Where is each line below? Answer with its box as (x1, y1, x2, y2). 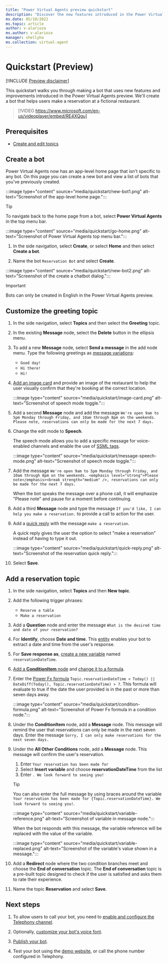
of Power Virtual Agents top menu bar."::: (42, 233, 127, 239)
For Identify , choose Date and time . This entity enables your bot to (12, 636, 151, 642)
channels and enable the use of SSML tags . (30, 443, 120, 449)
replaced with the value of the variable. (12, 830, 94, 836)
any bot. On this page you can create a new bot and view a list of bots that (5, 174, 159, 180)
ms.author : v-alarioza (5, 30, 53, 35)
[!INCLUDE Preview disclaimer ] (5, 78, 69, 84)
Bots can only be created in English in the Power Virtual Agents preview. (5, 292, 154, 298)
